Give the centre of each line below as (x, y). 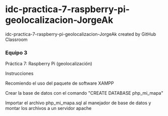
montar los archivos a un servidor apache (48, 108)
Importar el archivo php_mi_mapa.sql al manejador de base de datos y (78, 103)
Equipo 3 (16, 53)
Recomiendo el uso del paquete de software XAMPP (60, 83)
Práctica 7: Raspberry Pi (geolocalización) (49, 64)
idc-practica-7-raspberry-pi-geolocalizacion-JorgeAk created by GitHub (81, 34)
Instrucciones (19, 73)
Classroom (16, 40)
